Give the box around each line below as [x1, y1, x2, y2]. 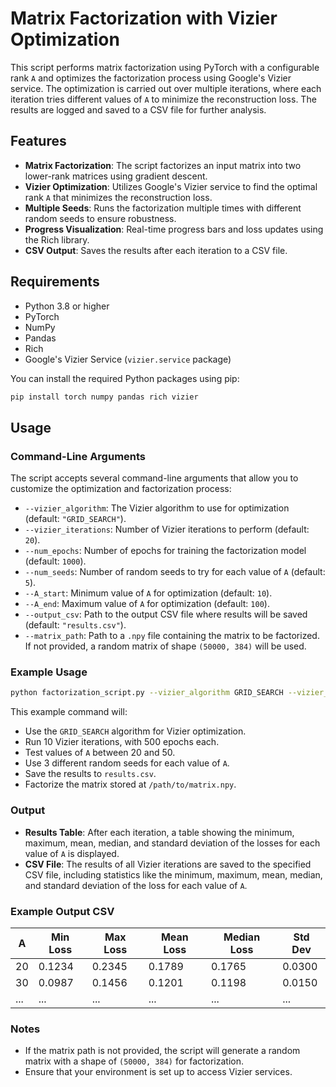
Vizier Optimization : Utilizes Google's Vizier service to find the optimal [24, 180, 318, 192]
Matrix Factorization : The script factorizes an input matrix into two [24, 159, 302, 171]
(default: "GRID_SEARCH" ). [24, 513, 127, 525]
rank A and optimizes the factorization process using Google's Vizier [10, 72, 292, 84]
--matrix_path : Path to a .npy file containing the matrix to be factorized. [24, 630, 320, 642]
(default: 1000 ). [24, 555, 87, 567]
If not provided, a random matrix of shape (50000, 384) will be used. [24, 640, 307, 652]
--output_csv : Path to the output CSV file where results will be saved [24, 608, 308, 621]
